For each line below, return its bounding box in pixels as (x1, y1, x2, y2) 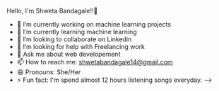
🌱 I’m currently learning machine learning (16, 28, 137, 36)
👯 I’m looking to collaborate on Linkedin (16, 35, 132, 43)
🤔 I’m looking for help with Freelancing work (16, 43, 146, 50)
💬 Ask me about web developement (16, 50, 121, 58)
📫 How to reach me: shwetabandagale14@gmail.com (16, 58, 174, 66)
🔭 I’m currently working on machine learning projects (16, 20, 171, 28)
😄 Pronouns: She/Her (16, 68, 81, 76)
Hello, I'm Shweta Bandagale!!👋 (6, 7, 98, 15)
